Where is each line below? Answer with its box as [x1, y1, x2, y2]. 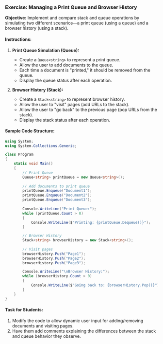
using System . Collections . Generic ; [5, 143, 77, 148]
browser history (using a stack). [5, 25, 69, 31]
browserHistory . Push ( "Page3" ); [22, 260, 86, 265]
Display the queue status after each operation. [19, 77, 113, 83]
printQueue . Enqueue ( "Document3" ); [22, 198, 92, 202]
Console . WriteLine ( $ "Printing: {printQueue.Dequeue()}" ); [31, 220, 151, 225]
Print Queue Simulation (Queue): [12, 47, 80, 53]
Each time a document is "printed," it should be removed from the [19, 67, 150, 73]
